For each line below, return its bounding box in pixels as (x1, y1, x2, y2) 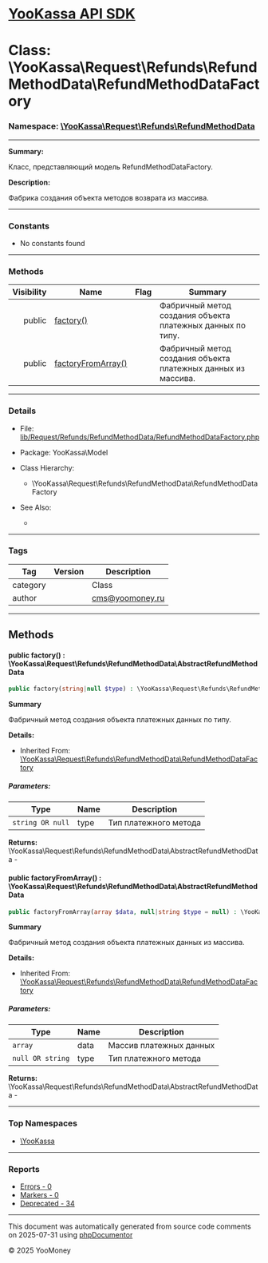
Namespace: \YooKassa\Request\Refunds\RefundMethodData (8, 121, 255, 132)
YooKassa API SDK (8, 5, 136, 23)
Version (53, 566, 85, 577)
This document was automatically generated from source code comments (8, 1221, 251, 1231)
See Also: (19, 502, 52, 512)
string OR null (12, 818, 70, 828)
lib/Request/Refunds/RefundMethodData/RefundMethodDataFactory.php (19, 432, 260, 442)
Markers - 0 (19, 1190, 60, 1199)
